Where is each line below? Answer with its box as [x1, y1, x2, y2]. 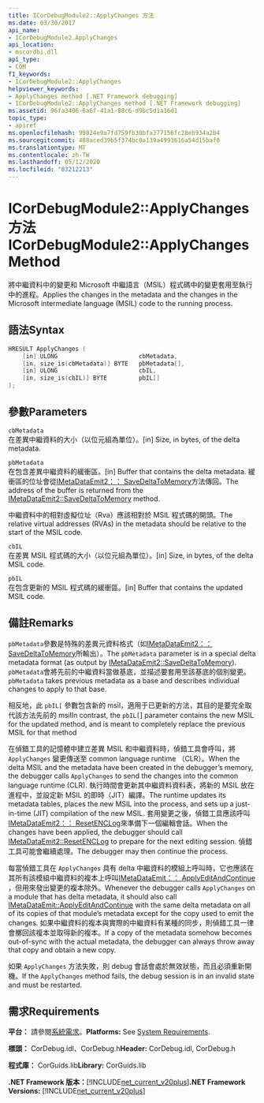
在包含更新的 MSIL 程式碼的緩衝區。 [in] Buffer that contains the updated [8, 582, 244, 592]
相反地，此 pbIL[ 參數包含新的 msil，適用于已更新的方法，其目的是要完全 [8, 700, 246, 710]
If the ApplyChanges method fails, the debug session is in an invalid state [22, 971, 255, 981]
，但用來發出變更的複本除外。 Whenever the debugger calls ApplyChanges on [8, 883, 256, 892]
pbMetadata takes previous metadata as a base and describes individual [8, 675, 240, 685]
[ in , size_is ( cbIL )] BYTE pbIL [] [22, 374, 160, 383]
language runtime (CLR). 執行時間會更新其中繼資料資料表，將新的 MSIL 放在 [8, 780, 255, 790]
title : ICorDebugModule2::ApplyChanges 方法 [8, 11, 154, 20]
